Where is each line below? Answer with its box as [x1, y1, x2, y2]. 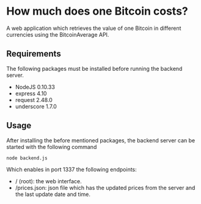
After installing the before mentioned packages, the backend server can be [6, 136, 196, 144]
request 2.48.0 [15, 96, 53, 103]
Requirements [6, 49, 61, 59]
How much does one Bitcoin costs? [6, 4, 188, 18]
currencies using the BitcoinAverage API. [6, 31, 109, 38]
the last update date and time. [15, 191, 90, 198]
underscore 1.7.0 [15, 103, 57, 110]
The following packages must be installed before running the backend [6, 65, 183, 72]
